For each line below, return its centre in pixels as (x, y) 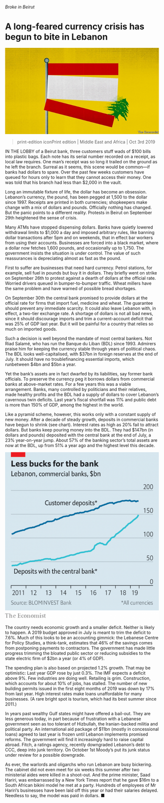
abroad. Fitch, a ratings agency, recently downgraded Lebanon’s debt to (78, 744)
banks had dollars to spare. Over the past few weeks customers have (75, 172)
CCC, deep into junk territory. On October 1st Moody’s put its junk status (78, 750)
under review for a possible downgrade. (45, 755)
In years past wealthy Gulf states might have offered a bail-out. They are (78, 713)
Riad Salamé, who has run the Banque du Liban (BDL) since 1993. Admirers (81, 344)
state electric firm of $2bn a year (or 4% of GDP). (55, 658)
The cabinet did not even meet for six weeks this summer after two (72, 769)
